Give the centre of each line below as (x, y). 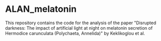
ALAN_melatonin (41, 9)
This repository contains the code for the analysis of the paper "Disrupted (81, 23)
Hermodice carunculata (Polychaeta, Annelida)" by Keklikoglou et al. (75, 33)
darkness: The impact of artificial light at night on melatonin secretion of (79, 28)
